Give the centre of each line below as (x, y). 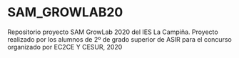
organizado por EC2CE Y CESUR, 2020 (65, 47)
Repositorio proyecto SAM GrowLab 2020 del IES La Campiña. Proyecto (113, 32)
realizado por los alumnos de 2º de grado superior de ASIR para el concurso (119, 39)
